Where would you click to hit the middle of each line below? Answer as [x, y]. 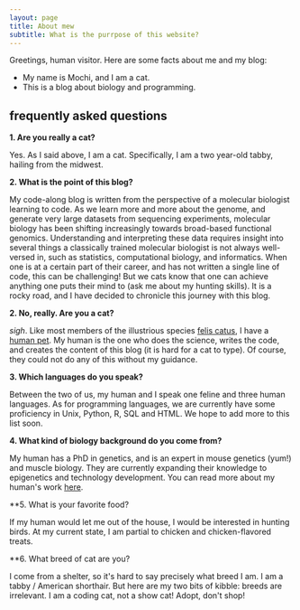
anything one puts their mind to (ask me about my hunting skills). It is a [141, 286]
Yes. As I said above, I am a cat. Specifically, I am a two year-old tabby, [141, 155]
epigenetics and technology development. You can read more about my [142, 478]
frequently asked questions [89, 115]
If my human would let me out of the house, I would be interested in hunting [150, 522]
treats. [21, 541]
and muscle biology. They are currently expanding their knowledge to [138, 468]
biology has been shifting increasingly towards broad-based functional [141, 229]
